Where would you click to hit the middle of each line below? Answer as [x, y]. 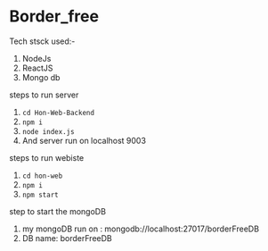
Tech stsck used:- [42, 41]
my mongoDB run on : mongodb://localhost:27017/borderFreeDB [141, 229]
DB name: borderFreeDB [67, 238]
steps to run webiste [47, 157]
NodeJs [37, 58]
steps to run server [44, 95]
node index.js [48, 131]
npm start [41, 195]
